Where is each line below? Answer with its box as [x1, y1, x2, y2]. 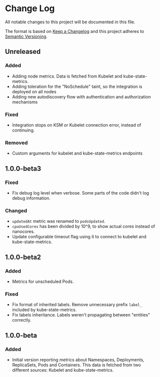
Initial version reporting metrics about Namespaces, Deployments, [12, 357, 144, 362]
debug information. [12, 195, 51, 201]
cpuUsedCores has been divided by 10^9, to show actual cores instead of [12, 224, 155, 229]
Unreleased [5, 48, 41, 56]
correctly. [12, 317, 32, 323]
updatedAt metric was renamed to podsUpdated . [12, 218, 106, 224]
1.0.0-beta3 [5, 164, 41, 173]
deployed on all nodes [12, 88, 57, 95]
